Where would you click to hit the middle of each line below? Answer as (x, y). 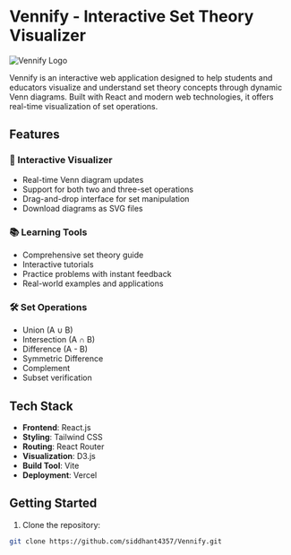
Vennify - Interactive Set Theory (132, 17)
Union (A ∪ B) (47, 330)
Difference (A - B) (55, 349)
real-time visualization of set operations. (84, 106)
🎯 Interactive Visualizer (61, 160)
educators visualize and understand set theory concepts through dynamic (146, 87)
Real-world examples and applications (93, 283)
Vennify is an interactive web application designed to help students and (141, 77)
